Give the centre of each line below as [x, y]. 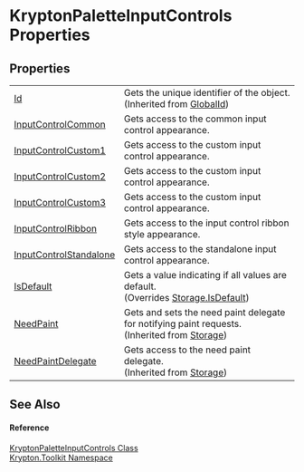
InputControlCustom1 [60, 150]
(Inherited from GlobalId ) [176, 104]
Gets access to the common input [195, 119]
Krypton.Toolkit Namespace [61, 458]
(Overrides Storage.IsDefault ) [186, 298]
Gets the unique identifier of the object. [207, 93]
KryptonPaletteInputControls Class [74, 448]
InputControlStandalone [65, 255]
